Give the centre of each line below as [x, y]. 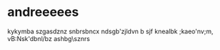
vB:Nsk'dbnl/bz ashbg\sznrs [49, 38]
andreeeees [43, 12]
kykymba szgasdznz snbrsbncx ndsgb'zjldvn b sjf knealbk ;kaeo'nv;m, [110, 31]
